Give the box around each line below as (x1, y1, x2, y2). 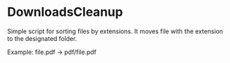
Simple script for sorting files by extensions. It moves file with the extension (7, 27, 224, 35)
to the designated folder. (7, 34, 78, 42)
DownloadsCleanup (7, 4, 123, 20)
